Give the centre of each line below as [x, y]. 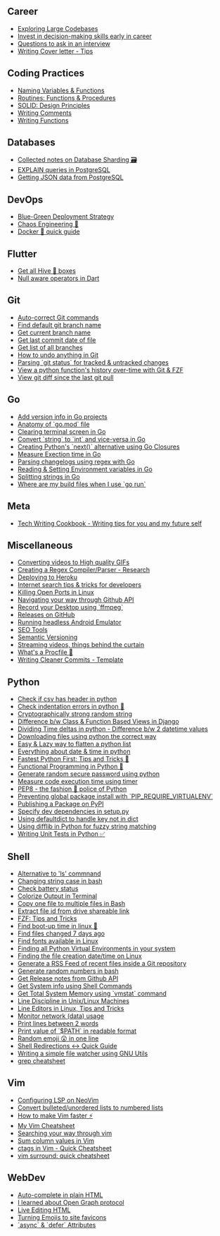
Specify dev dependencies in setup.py [73, 811]
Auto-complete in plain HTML [60, 1194]
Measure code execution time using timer [78, 782]
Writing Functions [43, 120]
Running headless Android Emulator [69, 622]
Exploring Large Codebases [58, 28]
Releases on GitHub [46, 615]
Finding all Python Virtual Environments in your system [96, 948]
